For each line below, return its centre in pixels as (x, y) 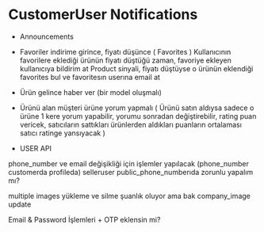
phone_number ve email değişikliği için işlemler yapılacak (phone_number (129, 163)
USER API (35, 148)
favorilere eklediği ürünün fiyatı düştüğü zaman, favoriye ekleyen (126, 60)
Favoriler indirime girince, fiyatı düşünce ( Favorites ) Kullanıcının (125, 51)
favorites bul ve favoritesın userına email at (90, 77)
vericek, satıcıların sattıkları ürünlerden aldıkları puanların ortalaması (130, 124)
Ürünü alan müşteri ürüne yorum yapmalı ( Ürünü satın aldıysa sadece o (137, 108)
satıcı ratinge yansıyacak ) (62, 133)
